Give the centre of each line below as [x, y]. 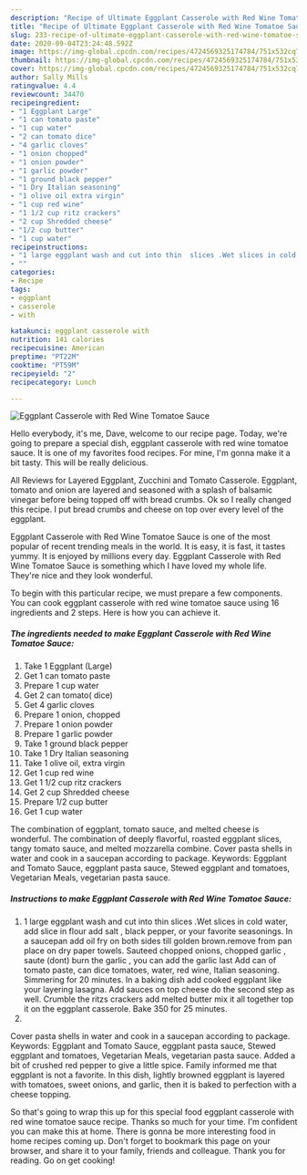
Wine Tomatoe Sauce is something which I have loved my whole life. [138, 566]
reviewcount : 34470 [47, 94]
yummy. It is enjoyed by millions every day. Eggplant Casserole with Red [146, 556]
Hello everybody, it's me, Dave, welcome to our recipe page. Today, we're [149, 433]
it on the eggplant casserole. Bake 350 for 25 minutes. [125, 1009]
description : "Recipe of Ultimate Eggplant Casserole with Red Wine [143, 18]
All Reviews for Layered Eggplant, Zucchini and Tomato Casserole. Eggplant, [154, 481]
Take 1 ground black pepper [76, 743]
